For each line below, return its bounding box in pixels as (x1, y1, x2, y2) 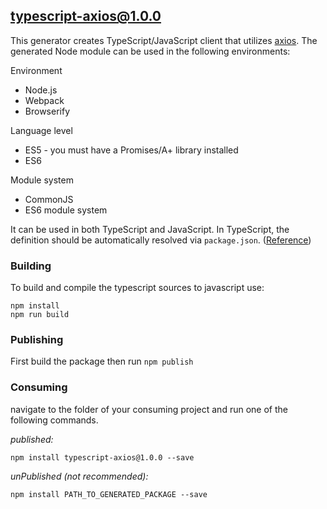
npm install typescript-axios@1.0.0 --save (10, 452, 195, 463)
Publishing (10, 333, 64, 347)
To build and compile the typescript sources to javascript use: (10, 282, 265, 294)
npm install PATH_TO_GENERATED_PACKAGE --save (10, 489, 208, 499)
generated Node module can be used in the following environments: (10, 45, 291, 57)
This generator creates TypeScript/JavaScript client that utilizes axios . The (10, 34, 318, 46)
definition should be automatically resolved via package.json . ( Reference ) (10, 234, 312, 246)
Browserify (24, 105, 70, 117)
